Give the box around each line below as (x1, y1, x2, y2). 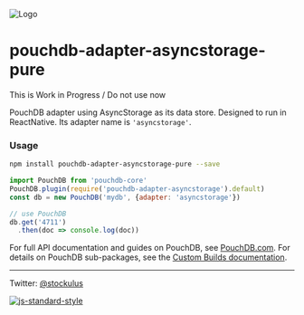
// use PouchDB (9, 209, 67, 218)
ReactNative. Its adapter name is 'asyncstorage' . (9, 116, 192, 127)
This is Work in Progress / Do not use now (9, 89, 166, 100)
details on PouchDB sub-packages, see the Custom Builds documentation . (9, 252, 288, 262)
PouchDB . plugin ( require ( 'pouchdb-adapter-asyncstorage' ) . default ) (9, 184, 265, 194)
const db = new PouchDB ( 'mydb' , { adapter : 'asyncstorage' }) (9, 193, 242, 202)
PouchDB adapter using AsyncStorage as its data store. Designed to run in (9, 107, 287, 118)
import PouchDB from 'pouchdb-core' (9, 177, 147, 186)
